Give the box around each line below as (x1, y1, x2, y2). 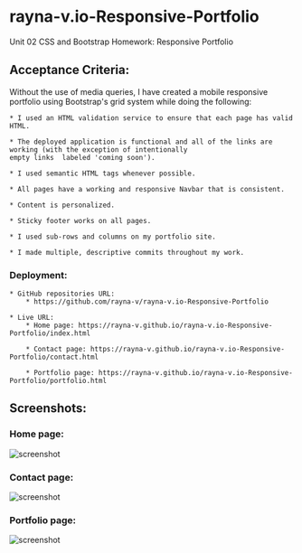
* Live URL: (9, 314, 54, 323)
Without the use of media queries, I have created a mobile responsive (9, 86, 269, 97)
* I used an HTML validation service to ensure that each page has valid (9, 113, 294, 123)
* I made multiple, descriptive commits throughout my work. (9, 248, 245, 257)
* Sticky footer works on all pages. (9, 216, 152, 225)
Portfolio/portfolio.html (9, 377, 107, 386)
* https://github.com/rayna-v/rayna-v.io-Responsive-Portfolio (25, 297, 269, 306)
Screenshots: (9, 400, 88, 417)
